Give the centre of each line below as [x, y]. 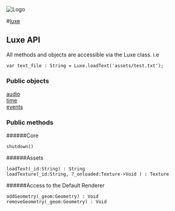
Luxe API [23, 40]
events [15, 107]
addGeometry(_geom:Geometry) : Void [52, 196]
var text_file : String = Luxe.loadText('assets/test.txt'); [85, 66]
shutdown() [20, 147]
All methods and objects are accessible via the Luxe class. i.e [83, 54]
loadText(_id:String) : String [46, 169]
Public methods [30, 123]
